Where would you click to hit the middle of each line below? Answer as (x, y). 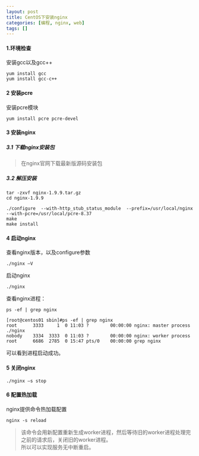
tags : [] (17, 28)
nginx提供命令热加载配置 (37, 409)
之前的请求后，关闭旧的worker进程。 (66, 439)
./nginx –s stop (26, 381)
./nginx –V (20, 264)
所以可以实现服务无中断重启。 (57, 447)
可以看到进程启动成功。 (35, 353)
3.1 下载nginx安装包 (30, 147)
